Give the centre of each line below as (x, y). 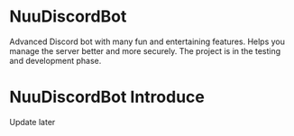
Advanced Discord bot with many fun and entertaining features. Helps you (147, 41)
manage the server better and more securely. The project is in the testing (145, 50)
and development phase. (55, 60)
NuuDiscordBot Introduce (107, 97)
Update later (32, 122)
